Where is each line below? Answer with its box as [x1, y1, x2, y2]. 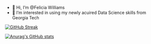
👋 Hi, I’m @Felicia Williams [12, 5, 65, 10]
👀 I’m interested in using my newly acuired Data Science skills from [12, 10, 147, 15]
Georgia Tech [12, 15, 39, 20]
